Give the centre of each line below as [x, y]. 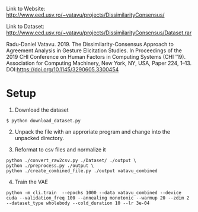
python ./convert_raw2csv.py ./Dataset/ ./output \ [71, 160]
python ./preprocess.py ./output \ [50, 166]
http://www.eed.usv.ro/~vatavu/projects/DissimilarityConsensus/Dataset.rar [99, 33]
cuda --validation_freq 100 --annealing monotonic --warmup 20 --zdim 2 [98, 198]
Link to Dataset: [25, 26]
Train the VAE [31, 182]
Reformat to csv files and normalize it [60, 149]
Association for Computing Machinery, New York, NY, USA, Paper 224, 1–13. [99, 63]
